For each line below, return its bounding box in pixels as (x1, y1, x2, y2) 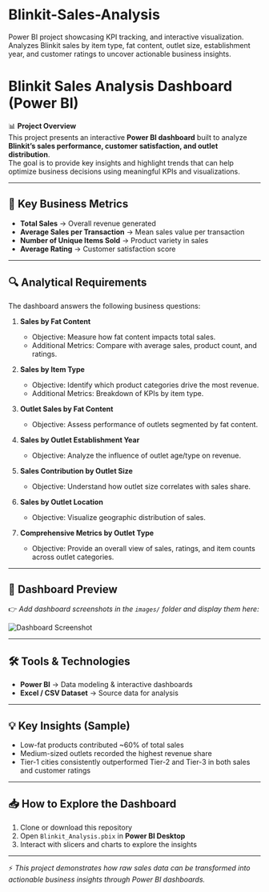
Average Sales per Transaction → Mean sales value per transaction (19, 226, 245, 237)
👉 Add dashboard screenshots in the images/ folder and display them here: (8, 604, 259, 614)
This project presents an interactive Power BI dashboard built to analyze (8, 132, 247, 142)
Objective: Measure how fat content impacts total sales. (31, 332, 216, 342)
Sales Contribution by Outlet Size (19, 466, 134, 475)
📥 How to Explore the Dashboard (8, 798, 177, 811)
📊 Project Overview (8, 121, 77, 130)
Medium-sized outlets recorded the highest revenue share (19, 748, 212, 758)
